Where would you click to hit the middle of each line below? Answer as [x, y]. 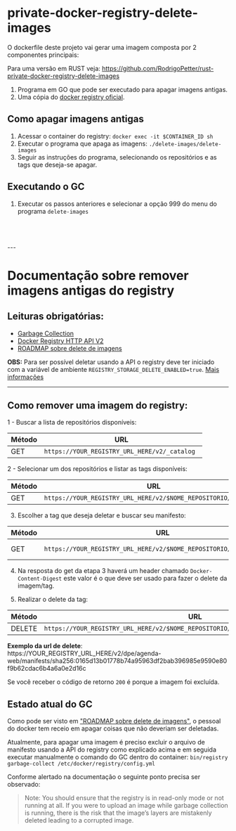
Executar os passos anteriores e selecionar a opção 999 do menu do [117, 204]
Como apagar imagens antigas [76, 119]
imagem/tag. [36, 586]
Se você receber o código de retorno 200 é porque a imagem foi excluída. [113, 682]
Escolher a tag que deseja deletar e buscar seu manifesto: [101, 515]
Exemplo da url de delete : [45, 646]
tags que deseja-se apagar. [57, 165]
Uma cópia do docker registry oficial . [71, 97]
